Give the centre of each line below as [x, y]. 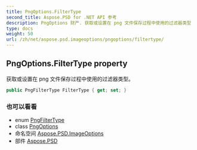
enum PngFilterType [39, 120]
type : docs [20, 28]
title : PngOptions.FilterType [44, 12]
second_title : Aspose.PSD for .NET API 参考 [61, 17]
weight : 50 [20, 34]
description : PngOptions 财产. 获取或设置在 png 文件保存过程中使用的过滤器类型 [99, 23]
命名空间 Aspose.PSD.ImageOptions [59, 133]
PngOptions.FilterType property [67, 64]
